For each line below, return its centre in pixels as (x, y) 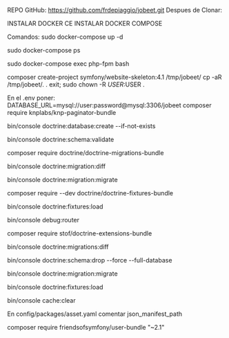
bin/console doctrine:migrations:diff (58, 247)
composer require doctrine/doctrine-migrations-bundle (86, 153)
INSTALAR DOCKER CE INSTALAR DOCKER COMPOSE (85, 23)
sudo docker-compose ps (44, 50)
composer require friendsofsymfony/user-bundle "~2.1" (86, 327)
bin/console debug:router (43, 220)
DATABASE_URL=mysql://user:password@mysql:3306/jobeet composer (109, 105)
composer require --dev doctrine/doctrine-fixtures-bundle (90, 193)
